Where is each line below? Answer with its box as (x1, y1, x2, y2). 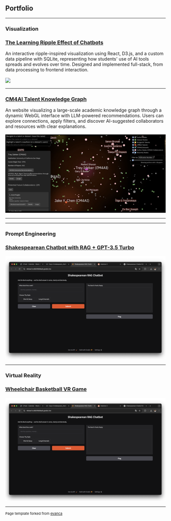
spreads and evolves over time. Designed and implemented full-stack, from (5, 61, 163, 68)
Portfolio (5, 4, 34, 13)
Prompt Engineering (5, 230, 56, 237)
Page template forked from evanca (5, 511, 63, 516)
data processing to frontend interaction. (5, 67, 89, 73)
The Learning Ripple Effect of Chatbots (5, 39, 103, 46)
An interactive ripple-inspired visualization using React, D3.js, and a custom (5, 50, 164, 57)
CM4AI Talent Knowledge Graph (5, 95, 87, 102)
